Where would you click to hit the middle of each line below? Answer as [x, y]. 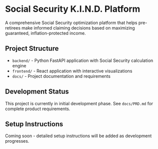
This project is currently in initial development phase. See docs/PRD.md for [79, 103]
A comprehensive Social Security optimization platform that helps [71, 23]
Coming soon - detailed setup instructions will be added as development [79, 136]
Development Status [37, 92]
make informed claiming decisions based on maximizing [78, 28]
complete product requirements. [38, 109]
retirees [13, 28]
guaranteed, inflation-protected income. [45, 33]
